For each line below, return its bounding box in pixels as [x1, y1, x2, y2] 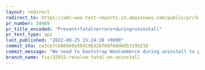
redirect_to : [6, 15, 39, 21]
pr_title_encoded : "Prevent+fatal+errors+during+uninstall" [6, 26, 163, 32]
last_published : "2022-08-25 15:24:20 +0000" [6, 37, 124, 43]
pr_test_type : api [6, 32, 53, 38]
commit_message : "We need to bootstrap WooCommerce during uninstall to [6, 49, 195, 55]
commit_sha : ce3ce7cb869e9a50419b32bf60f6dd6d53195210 [6, 43, 149, 49]
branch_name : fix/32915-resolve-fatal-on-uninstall [6, 54, 140, 60]
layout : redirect [6, 9, 50, 15]
